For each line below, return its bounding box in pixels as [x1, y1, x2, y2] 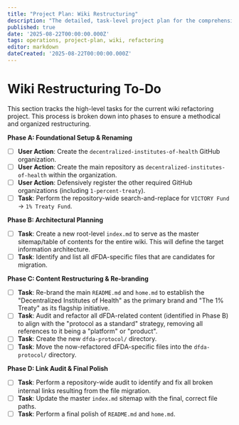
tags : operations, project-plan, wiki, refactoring [7, 37, 164, 44]
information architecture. [17, 245, 91, 253]
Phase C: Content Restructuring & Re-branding [7, 275, 149, 283]
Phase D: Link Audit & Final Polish [7, 364, 108, 373]
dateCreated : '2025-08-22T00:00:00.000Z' [7, 51, 132, 58]
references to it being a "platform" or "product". [17, 327, 158, 335]
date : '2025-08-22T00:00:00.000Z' [7, 30, 110, 38]
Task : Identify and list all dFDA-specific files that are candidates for [17, 253, 216, 261]
